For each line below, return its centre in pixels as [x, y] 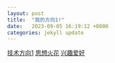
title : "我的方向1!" [36, 20]
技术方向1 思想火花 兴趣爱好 [46, 53]
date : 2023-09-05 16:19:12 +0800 [58, 26]
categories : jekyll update [46, 33]
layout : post [26, 13]
